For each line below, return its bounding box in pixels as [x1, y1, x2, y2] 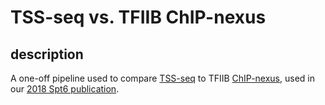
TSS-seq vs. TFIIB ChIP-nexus [10, 6, 267, 29]
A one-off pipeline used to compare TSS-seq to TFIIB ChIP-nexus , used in [10, 72, 315, 84]
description [10, 46, 84, 63]
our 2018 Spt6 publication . [10, 83, 120, 95]
